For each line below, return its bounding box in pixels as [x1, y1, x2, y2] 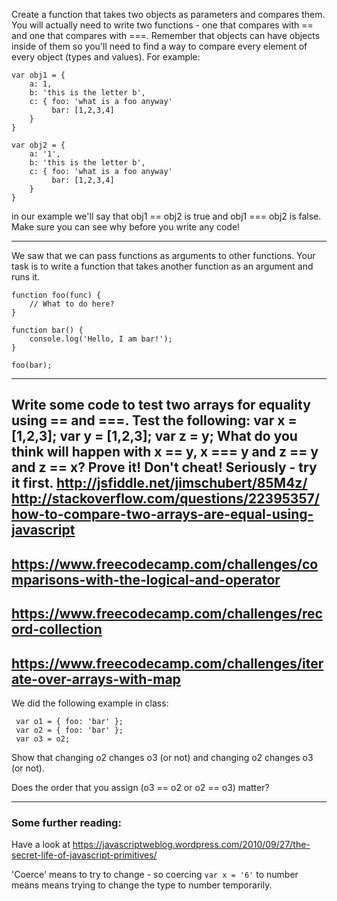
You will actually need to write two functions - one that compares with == [11, 19, 314, 31]
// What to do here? [29, 299, 115, 309]
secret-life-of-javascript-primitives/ [11, 849, 158, 861]
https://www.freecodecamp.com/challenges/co [11, 555, 319, 573]
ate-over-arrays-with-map [11, 670, 181, 688]
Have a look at [11, 839, 71, 851]
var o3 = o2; [15, 734, 71, 744]
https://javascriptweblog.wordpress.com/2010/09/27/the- [72, 839, 311, 851]
